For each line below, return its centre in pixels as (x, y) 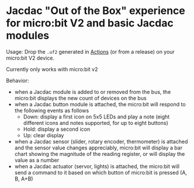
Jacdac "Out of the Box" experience (96, 11)
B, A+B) (24, 179)
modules (28, 36)
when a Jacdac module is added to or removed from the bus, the (93, 92)
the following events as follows (52, 110)
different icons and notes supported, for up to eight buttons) (96, 123)
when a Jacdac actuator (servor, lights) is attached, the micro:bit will (97, 166)
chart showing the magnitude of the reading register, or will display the (100, 154)
